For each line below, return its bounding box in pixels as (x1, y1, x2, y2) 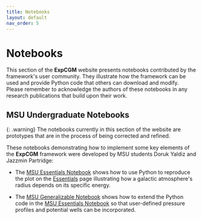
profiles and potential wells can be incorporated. (15, 206, 136, 214)
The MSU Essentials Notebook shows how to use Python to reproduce (15, 169, 191, 176)
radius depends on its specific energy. (15, 181, 111, 189)
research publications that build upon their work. (6, 92, 128, 99)
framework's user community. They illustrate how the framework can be (6, 73, 186, 80)
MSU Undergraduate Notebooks (6, 110, 129, 120)
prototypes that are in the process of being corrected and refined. (6, 132, 171, 140)
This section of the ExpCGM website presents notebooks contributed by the (6, 66, 197, 73)
